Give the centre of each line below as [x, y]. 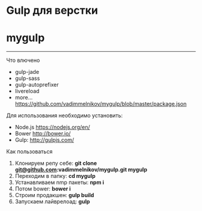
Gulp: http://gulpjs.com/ [44, 140]
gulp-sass [27, 78]
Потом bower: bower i [43, 189]
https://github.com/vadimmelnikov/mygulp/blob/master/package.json [101, 104]
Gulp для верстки [52, 11]
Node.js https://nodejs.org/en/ [52, 127]
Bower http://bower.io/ [43, 133]
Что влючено [23, 60]
